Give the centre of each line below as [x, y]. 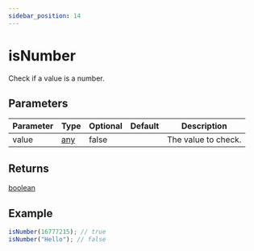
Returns [29, 168]
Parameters [38, 103]
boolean [22, 188]
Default [145, 126]
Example [31, 213]
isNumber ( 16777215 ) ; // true [57, 232]
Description [204, 126]
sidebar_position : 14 [45, 16]
